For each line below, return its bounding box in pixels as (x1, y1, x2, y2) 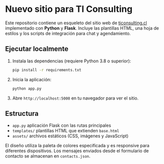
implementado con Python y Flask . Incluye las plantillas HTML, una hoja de (5, 25, 160, 31)
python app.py (12, 86, 42, 91)
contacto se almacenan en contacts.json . (5, 153, 91, 159)
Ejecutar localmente (5, 45, 68, 53)
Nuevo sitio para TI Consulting (5, 3, 133, 15)
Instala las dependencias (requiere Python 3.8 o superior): (12, 58, 131, 64)
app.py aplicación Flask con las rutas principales (12, 122, 111, 128)
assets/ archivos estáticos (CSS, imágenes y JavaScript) (12, 133, 129, 139)
